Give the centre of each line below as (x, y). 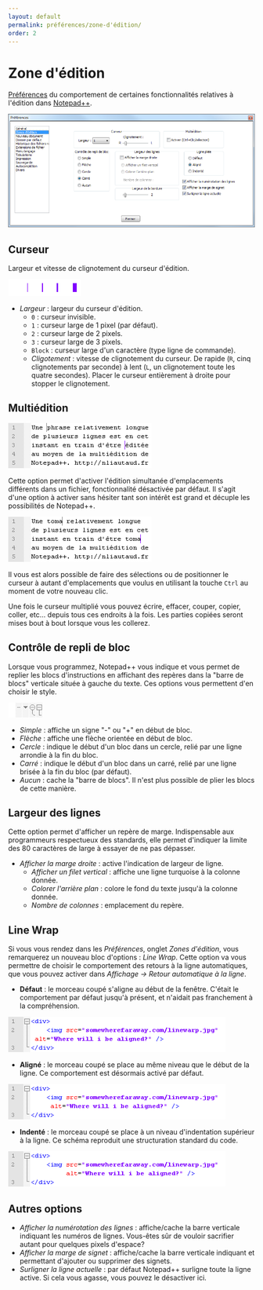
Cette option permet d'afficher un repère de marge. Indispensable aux (121, 831)
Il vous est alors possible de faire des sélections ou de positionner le (119, 574)
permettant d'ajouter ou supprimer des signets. (95, 1261)
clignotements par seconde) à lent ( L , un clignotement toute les (133, 367)
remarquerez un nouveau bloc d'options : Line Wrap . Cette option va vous (127, 957)
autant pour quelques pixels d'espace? (82, 1244)
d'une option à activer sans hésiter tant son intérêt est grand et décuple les (129, 497)
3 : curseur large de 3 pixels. (77, 342)
